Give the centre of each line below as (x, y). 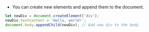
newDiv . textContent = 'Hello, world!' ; (46, 20)
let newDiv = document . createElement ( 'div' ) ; (52, 16)
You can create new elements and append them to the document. (78, 7)
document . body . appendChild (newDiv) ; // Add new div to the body (72, 25)
